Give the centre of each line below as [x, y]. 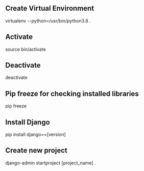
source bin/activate [26, 49]
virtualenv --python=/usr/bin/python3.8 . [48, 20]
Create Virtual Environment [50, 8]
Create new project [36, 151]
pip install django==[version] [36, 135]
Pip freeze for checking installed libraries [72, 93]
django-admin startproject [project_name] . [51, 163]
